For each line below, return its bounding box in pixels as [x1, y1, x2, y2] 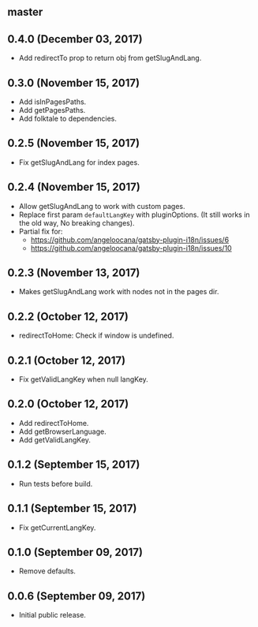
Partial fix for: [18, 226, 63, 236]
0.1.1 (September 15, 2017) [7, 502, 137, 515]
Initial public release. [18, 610, 86, 620]
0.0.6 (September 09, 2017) [7, 589, 146, 603]
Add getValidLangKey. [18, 435, 92, 444]
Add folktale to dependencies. [18, 114, 118, 124]
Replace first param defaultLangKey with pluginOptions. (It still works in [18, 210, 250, 219]
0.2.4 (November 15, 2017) [7, 181, 141, 194]
